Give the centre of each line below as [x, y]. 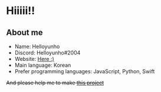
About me [24, 33]
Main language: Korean [43, 65]
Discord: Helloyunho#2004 [47, 53]
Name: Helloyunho [37, 46]
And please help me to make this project [55, 83]
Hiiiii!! [21, 11]
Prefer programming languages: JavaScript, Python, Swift [85, 71]
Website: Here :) [34, 59]
